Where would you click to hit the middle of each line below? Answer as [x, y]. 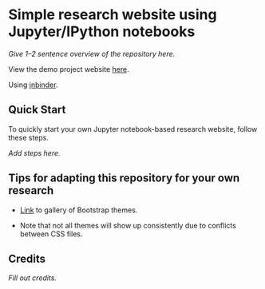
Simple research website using [113, 15]
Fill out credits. [33, 278]
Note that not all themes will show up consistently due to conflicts [128, 225]
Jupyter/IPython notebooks [102, 32]
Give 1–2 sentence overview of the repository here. [92, 53]
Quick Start [37, 110]
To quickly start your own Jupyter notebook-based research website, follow [133, 129]
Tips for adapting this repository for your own [124, 178]
